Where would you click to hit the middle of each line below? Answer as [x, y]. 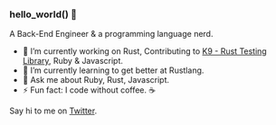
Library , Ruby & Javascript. [73, 61]
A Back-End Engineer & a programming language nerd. [111, 34]
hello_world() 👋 [43, 14]
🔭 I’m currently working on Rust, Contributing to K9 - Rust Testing [144, 51]
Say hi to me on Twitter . [53, 111]
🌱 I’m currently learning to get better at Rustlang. [113, 70]
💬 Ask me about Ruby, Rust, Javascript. [96, 80]
